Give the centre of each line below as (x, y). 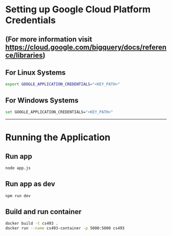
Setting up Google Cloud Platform (78, 9)
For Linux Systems (36, 72)
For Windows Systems (42, 100)
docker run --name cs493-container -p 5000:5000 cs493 (65, 228)
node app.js (18, 168)
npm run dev (18, 196)
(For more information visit (49, 39)
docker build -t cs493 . (32, 224)
